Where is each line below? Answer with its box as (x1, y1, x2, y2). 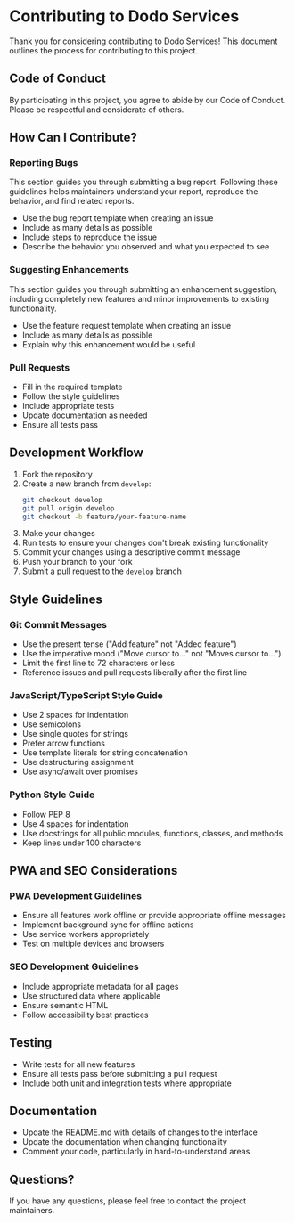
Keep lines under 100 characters (21, 837, 142, 848)
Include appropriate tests (21, 401, 115, 412)
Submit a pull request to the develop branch (21, 566, 183, 576)
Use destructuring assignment (21, 757, 134, 768)
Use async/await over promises (21, 766, 138, 777)
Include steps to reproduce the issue (21, 232, 158, 242)
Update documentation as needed (21, 410, 148, 420)
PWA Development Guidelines (9, 890, 143, 902)
